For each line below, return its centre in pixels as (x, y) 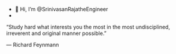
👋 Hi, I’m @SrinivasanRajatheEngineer (61, 9)
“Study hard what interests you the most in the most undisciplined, (88, 27)
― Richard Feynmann (33, 45)
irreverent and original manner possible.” (56, 33)
